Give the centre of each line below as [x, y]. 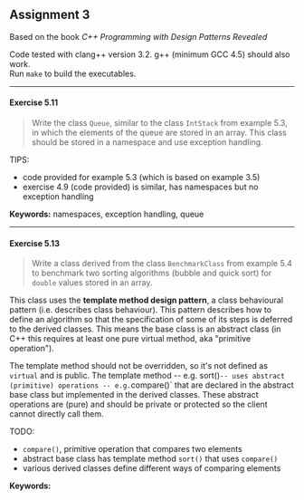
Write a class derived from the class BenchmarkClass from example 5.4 [161, 264]
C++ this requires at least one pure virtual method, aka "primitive [130, 339]
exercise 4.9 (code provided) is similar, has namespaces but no [140, 187]
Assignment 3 [50, 15]
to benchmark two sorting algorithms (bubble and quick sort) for [152, 273]
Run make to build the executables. [73, 73]
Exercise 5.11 [34, 102]
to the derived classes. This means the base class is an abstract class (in [145, 329]
